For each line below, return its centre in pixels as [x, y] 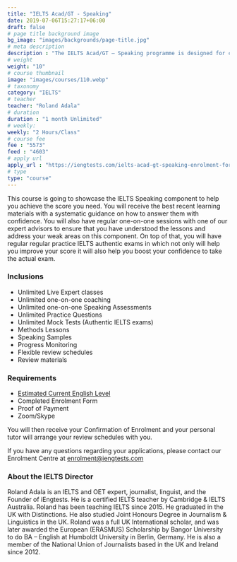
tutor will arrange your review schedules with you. [80, 437]
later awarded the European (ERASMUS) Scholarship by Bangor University [115, 529]
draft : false [26, 27]
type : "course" [30, 178]
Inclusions [25, 276]
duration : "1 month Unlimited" [55, 119]
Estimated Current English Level [64, 394]
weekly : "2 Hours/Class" [44, 132]
